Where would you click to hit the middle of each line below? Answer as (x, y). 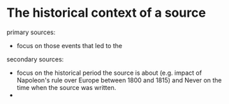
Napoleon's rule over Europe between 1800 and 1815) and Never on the (119, 80)
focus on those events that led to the (69, 45)
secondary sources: (35, 59)
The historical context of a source (106, 13)
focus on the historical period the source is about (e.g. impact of (109, 73)
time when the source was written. (66, 87)
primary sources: (31, 32)
